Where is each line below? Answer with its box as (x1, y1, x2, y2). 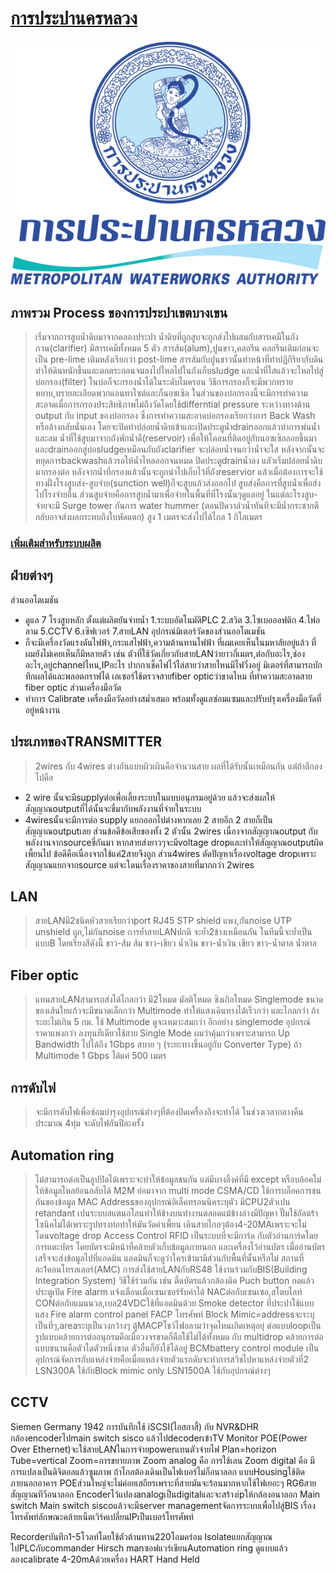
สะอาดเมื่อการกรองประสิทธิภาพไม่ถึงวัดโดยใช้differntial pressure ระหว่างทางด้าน (34, 398, 311, 411)
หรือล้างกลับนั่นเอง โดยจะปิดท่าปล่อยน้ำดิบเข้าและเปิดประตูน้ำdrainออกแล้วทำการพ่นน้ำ (34, 421, 320, 433)
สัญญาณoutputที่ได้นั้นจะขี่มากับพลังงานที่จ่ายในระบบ (24, 802, 202, 814)
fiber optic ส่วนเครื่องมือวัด (24, 681, 122, 693)
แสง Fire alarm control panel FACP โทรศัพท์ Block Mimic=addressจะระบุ (34, 1308, 315, 1320)
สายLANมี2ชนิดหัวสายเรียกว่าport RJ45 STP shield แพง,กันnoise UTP (34, 915, 292, 927)
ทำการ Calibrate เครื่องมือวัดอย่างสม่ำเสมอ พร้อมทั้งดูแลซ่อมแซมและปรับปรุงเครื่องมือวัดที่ (24, 692, 322, 704)
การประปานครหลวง (10, 7, 138, 30)
